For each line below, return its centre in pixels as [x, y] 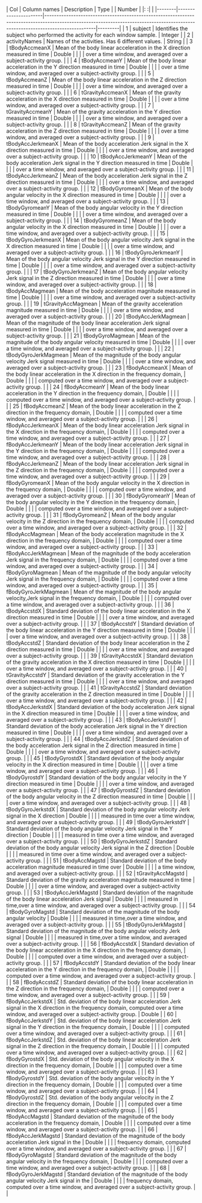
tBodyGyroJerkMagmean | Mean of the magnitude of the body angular [94, 355]
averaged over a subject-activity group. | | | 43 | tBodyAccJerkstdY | [91, 720]
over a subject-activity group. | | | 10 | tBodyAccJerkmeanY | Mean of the [97, 156]
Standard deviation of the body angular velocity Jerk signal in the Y [90, 829]
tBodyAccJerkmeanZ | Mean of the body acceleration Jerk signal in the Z [97, 176]
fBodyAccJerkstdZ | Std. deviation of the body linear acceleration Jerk [94, 1040]
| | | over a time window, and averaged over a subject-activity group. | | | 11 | [100, 169]
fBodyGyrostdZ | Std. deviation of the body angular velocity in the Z [90, 1097]
